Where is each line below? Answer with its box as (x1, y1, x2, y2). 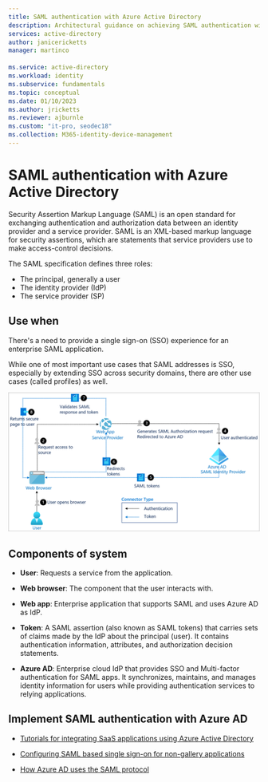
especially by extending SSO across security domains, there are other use (8, 368, 252, 377)
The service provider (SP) (19, 291, 105, 301)
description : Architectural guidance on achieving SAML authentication (8, 21, 251, 30)
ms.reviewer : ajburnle (8, 114, 84, 122)
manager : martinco (8, 46, 69, 55)
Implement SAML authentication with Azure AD (8, 713, 249, 726)
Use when (8, 314, 60, 328)
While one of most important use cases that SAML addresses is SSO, (8, 359, 235, 369)
